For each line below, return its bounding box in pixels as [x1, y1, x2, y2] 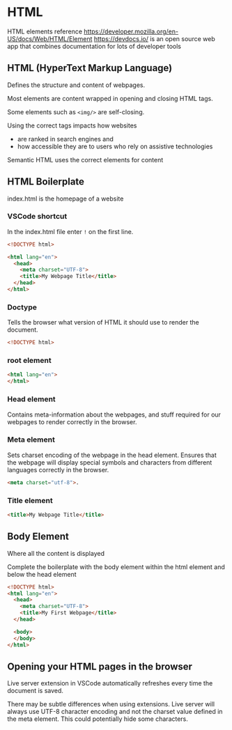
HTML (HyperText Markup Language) [7, 62, 173, 74]
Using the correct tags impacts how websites [7, 121, 137, 130]
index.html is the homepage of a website [7, 194, 124, 203]
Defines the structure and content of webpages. [7, 81, 145, 89]
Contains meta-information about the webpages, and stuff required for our [7, 410, 222, 419]
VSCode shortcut [7, 212, 68, 222]
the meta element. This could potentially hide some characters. [7, 715, 188, 723]
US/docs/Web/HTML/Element [7, 34, 93, 42]
